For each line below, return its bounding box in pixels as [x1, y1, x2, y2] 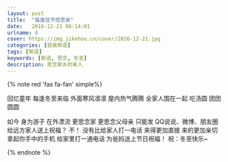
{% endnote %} [7, 148, 51, 157]
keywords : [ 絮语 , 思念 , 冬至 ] [7, 55, 88, 62]
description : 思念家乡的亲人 [7, 61, 84, 68]
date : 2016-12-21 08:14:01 [7, 23, 90, 30]
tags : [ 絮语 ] [7, 49, 42, 56]
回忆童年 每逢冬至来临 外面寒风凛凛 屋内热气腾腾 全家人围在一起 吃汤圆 [7, 94, 207, 102]
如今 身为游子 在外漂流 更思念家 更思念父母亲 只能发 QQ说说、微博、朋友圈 [7, 117, 219, 126]
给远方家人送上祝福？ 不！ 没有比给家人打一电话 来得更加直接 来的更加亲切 [7, 126, 218, 134]
